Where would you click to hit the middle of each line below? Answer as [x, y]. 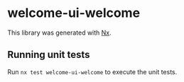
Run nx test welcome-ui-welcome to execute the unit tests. [92, 71]
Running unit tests [49, 55]
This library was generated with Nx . [59, 33]
